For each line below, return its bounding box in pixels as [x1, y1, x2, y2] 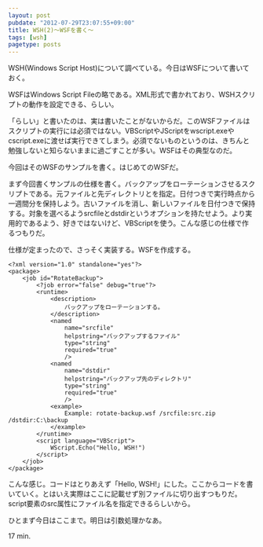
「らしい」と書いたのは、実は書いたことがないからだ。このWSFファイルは [8, 116, 250, 126]
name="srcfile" [64, 324, 114, 332]
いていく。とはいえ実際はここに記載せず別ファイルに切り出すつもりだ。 [8, 489, 242, 499]
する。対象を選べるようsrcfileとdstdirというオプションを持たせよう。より [8, 209, 246, 218]
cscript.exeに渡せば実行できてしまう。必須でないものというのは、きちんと [8, 136, 250, 145]
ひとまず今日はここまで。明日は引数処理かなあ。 [8, 516, 166, 525]
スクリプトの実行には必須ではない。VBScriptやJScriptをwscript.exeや [8, 127, 235, 136]
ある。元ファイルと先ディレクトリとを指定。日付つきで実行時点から [35, 189, 255, 199]
